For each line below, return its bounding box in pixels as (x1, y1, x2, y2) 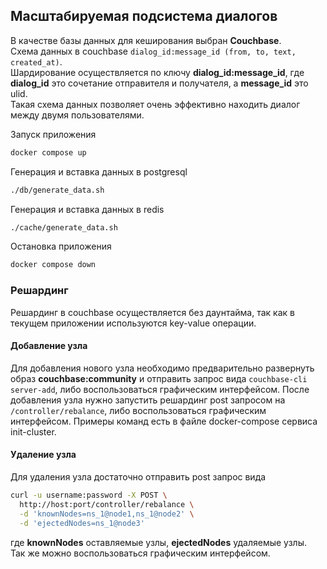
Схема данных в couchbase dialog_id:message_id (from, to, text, (10, 45, 297, 57)
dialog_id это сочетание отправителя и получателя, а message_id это (10, 77, 309, 89)
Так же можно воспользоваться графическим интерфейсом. (10, 547, 271, 559)
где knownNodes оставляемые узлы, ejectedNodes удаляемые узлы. (10, 536, 307, 548)
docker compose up (10, 147, 87, 158)
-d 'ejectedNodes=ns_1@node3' (19, 518, 145, 528)
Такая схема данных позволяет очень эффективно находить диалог (10, 98, 301, 110)
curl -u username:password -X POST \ (10, 490, 168, 501)
